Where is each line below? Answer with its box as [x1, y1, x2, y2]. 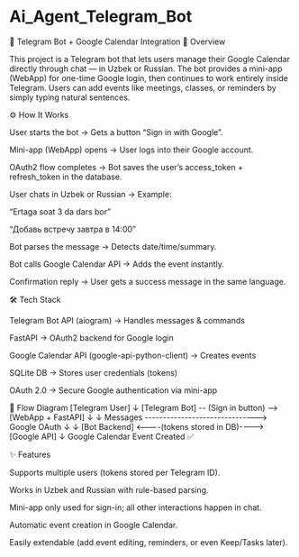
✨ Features [9, 449, 51, 460]
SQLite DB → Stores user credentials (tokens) [9, 367, 178, 378]
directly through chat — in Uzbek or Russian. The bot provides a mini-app [9, 63, 283, 74]
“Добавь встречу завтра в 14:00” [9, 224, 137, 234]
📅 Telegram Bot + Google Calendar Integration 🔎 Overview [9, 36, 226, 47]
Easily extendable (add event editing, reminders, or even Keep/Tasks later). [9, 536, 288, 547]
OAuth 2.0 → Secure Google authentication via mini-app [9, 385, 218, 396]
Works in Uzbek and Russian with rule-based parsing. [9, 484, 209, 495]
